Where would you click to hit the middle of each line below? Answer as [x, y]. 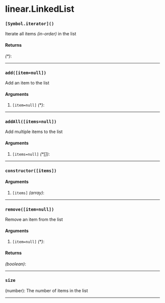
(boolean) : [15, 264]
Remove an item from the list [34, 220]
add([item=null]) [26, 73]
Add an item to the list [27, 83]
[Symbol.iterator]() [30, 24]
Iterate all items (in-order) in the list [41, 34]
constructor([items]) [31, 171]
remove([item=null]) [30, 209]
